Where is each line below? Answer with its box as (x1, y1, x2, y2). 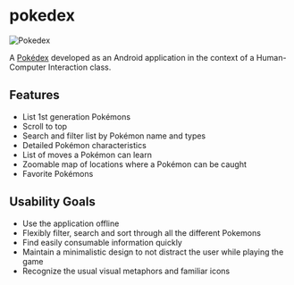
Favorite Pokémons (21, 168, 94, 179)
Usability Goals (9, 194, 96, 210)
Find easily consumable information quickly (21, 237, 183, 247)
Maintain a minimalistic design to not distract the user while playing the (21, 247, 284, 257)
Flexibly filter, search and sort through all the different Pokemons (21, 227, 262, 238)
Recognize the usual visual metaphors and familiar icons (21, 265, 231, 276)
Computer (9, 62, 46, 72)
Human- (256, 52, 287, 63)
